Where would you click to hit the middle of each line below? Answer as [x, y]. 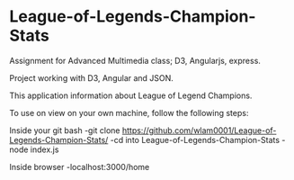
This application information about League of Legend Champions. [131, 95]
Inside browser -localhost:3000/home [80, 166]
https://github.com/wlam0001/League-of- [199, 130]
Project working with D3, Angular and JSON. [91, 77]
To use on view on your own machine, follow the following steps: [129, 112]
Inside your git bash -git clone [65, 130]
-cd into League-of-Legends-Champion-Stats [195, 139]
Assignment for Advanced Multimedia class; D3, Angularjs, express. [135, 60]
